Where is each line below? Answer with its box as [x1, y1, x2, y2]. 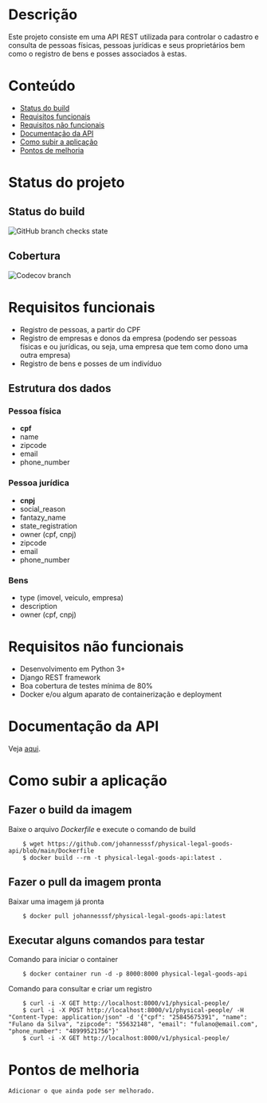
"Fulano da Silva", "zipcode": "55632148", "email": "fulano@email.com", [8, 1020, 259, 1029]
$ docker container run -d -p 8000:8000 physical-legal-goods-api [22, 970, 248, 978]
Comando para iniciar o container [8, 955, 118, 964]
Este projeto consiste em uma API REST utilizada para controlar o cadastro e [8, 32, 259, 41]
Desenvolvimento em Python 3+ [19, 664, 126, 673]
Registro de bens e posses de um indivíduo [19, 359, 162, 368]
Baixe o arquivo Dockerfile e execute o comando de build [8, 824, 196, 834]
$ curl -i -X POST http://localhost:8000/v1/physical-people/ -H [22, 1007, 245, 1015]
